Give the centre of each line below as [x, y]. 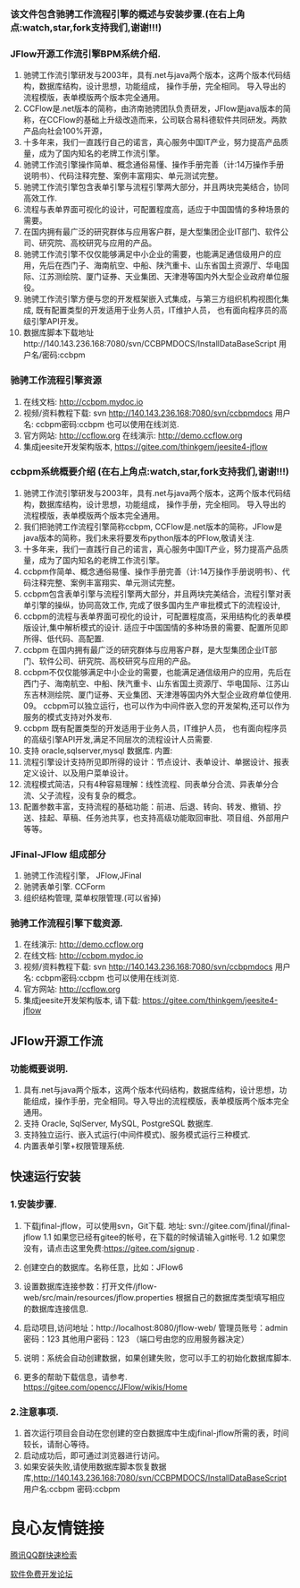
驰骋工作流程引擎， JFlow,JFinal [82, 876]
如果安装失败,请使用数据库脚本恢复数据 [95, 1467]
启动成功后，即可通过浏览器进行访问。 [93, 1455]
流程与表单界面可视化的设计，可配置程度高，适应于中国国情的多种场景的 [156, 210]
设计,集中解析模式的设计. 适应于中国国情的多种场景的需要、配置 [148, 627]
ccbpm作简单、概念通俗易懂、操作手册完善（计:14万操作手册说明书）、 [152, 571]
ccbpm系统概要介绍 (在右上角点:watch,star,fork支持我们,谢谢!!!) [150, 472]
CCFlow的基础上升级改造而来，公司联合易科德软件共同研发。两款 [167, 120]
